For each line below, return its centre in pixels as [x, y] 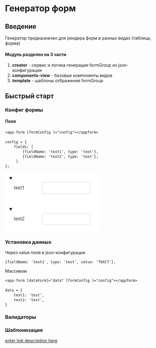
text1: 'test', [29, 295]
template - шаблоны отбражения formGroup [57, 81]
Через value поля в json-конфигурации [45, 253]
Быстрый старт [30, 96]
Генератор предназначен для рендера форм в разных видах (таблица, [78, 38]
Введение [21, 26]
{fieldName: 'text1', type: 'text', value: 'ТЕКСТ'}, [61, 262]
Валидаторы [21, 317]
